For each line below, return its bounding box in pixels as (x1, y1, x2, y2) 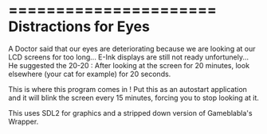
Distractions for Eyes (8, 17, 150, 36)
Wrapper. (8, 117, 39, 126)
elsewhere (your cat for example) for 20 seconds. (8, 69, 171, 78)
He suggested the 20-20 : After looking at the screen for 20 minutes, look (8, 60, 249, 70)
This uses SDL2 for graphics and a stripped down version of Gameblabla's (8, 108, 253, 117)
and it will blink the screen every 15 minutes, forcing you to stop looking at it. (8, 93, 259, 102)
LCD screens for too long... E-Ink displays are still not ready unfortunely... (8, 52, 249, 62)
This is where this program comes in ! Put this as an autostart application (8, 84, 247, 94)
